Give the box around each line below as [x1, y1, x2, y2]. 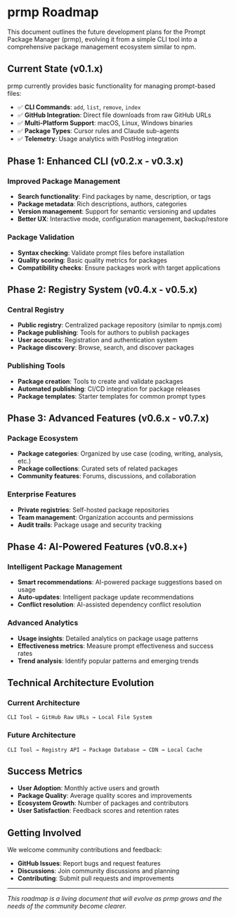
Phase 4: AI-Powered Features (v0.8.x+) [7, 541, 188, 553]
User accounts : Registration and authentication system [17, 336, 178, 344]
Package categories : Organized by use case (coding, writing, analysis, [17, 449, 223, 458]
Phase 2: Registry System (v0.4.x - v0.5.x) [7, 284, 198, 296]
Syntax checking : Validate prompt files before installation [17, 248, 185, 257]
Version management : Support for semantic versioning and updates [17, 207, 216, 216]
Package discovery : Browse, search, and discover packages [17, 343, 195, 352]
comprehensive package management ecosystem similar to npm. [7, 42, 197, 51]
